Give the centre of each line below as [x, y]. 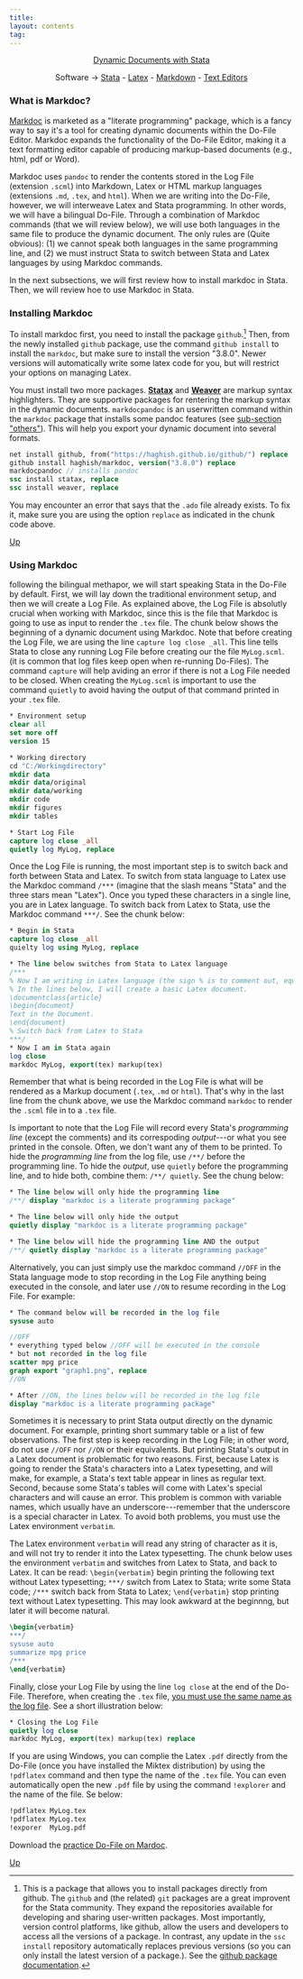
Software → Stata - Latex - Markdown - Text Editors [151, 78]
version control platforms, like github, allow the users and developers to [155, 1927]
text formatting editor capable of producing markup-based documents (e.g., [151, 149]
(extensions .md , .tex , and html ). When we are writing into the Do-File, [140, 196]
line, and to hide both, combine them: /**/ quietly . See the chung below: [147, 1176]
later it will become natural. [60, 1611]
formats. [25, 437]
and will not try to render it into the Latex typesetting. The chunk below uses [151, 1553]
